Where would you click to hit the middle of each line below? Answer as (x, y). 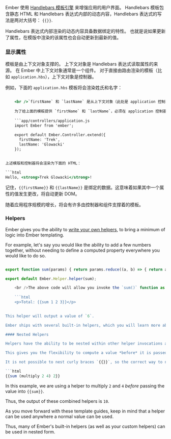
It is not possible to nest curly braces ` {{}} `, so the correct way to (84, 362)
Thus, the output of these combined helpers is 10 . (57, 401)
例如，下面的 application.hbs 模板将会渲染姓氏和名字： (64, 88)
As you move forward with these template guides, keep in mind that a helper (85, 411)
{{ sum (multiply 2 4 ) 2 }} (33, 376)
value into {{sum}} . (25, 391)
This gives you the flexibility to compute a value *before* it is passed (86, 353)
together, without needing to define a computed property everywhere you (83, 250)
